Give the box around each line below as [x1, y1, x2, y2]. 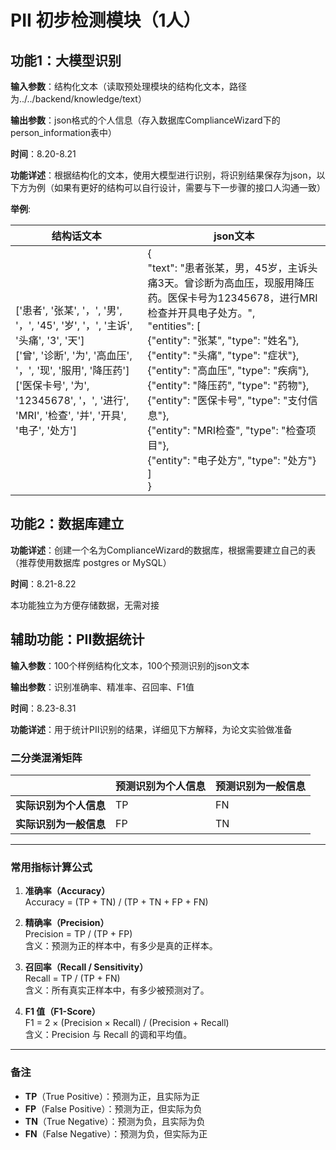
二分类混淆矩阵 [10, 751, 83, 765]
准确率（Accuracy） [24, 885, 111, 897]
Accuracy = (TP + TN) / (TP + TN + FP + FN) [24, 896, 209, 908]
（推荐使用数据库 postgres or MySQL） [10, 556, 172, 568]
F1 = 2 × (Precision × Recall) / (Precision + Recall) [24, 1017, 230, 1029]
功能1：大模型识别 [10, 52, 122, 69]
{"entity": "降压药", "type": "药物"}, [147, 379, 310, 392]
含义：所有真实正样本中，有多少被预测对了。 [24, 984, 210, 996]
